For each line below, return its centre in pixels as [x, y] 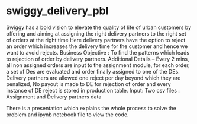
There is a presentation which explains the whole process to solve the [91, 108]
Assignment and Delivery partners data [54, 97]
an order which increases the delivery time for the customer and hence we [97, 46]
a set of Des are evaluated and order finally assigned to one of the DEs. [93, 71]
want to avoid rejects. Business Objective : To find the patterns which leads [98, 52]
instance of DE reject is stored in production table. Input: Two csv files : [93, 90]
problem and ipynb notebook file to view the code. [67, 115]
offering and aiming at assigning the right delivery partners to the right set [96, 33]
